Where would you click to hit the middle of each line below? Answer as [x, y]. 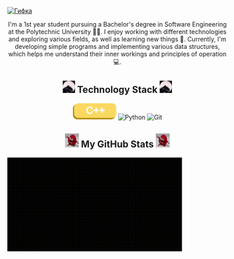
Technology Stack [117, 90]
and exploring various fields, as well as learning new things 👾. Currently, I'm [117, 39]
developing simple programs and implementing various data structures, [117, 46]
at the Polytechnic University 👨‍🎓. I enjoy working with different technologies [117, 32]
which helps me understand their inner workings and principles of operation [117, 54]
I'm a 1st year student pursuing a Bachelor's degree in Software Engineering [117, 24]
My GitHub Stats [117, 144]
